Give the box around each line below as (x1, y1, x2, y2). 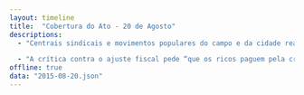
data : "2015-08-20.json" (9, 71, 103, 81)
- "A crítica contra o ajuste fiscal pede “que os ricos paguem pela (17, 55, 285, 64)
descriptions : (9, 30, 63, 39)
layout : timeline (9, 13, 75, 23)
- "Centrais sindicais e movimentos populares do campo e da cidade (17, 38, 281, 48)
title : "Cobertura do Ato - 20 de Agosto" (9, 22, 176, 31)
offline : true (9, 63, 63, 72)
